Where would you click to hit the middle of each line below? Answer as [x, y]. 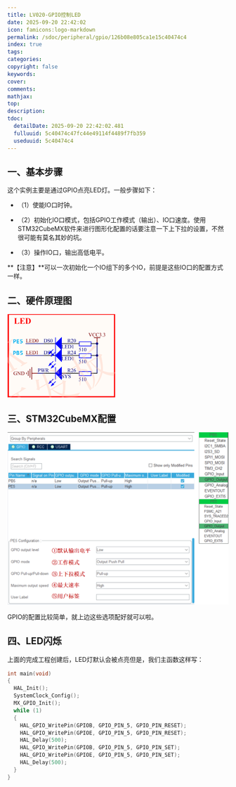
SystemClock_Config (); [47, 696]
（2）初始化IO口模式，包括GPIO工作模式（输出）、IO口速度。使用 [112, 220]
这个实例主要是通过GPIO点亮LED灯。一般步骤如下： [82, 190]
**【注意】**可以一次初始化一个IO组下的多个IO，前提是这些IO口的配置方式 [115, 268]
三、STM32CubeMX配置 [62, 419]
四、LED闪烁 [34, 641]
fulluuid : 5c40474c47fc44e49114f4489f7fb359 [80, 134]
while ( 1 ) [28, 710]
